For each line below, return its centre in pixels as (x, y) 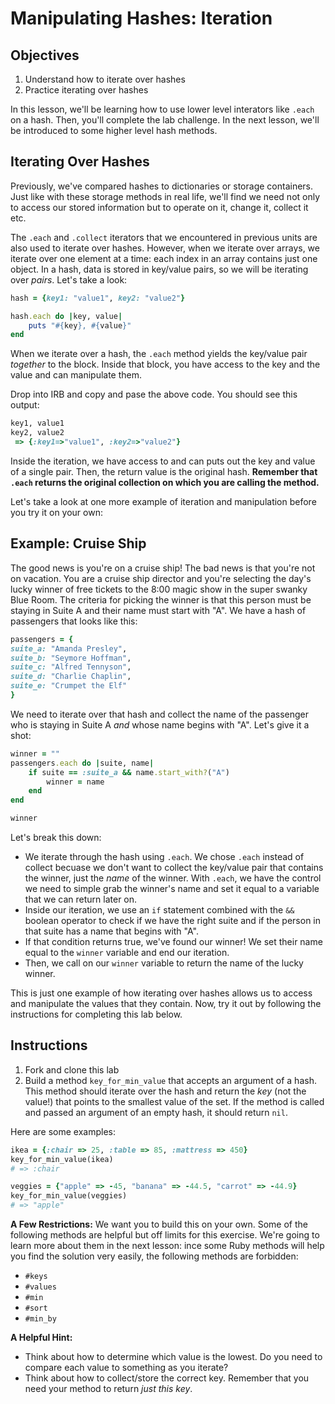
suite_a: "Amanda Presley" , (69, 648)
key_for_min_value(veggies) (69, 1196)
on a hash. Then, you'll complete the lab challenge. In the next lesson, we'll (165, 120)
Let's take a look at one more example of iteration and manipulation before (163, 501)
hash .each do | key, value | (66, 316)
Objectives (45, 55)
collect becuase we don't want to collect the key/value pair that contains (174, 867)
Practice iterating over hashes (86, 90)
